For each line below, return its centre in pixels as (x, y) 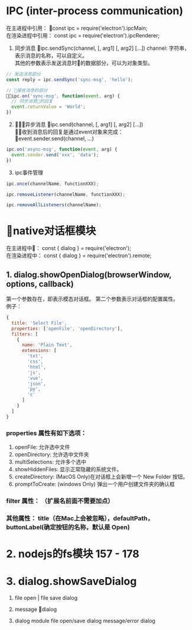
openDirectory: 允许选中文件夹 (52, 454)
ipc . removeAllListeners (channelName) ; (54, 205)
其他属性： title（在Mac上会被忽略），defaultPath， (80, 518)
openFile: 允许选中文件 (42, 447)
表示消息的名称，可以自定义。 (51, 55)
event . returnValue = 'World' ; (48, 107)
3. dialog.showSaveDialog (71, 581)
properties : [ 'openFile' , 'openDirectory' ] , (67, 328)
